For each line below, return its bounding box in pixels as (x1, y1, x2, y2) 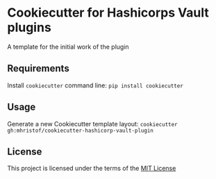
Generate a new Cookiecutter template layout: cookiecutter (7, 119, 178, 128)
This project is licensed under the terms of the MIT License (7, 164, 176, 173)
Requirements (7, 62, 69, 74)
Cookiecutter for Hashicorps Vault (7, 5, 210, 21)
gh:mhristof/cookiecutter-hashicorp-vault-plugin (7, 127, 154, 134)
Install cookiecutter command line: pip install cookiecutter (7, 81, 184, 89)
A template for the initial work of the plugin (7, 42, 130, 51)
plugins (7, 19, 52, 35)
